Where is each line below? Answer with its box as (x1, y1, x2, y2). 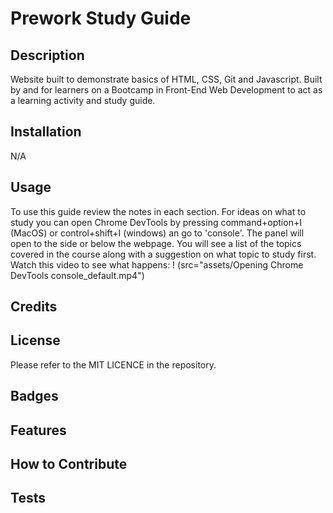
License (10, 332, 61, 349)
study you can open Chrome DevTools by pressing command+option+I (10, 216, 302, 228)
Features (10, 422, 67, 439)
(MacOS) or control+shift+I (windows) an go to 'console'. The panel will (10, 227, 305, 239)
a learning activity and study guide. (10, 95, 156, 106)
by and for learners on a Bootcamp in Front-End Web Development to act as (10, 84, 323, 96)
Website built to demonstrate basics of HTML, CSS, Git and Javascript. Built (10, 73, 323, 85)
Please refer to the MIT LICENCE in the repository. (10, 358, 217, 371)
